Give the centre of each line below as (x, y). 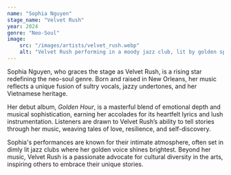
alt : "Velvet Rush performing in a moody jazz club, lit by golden (118, 52)
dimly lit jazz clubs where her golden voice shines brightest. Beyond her (109, 150)
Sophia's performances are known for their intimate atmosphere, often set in (115, 142)
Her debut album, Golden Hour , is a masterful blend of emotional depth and (114, 107)
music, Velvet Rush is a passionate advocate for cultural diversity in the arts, (115, 156)
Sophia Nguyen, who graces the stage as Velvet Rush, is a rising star (104, 71)
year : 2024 (23, 26)
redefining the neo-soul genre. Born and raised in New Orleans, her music (112, 79)
